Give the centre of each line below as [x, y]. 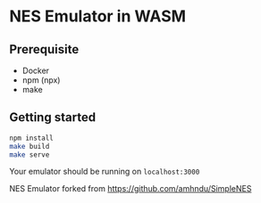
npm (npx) [41, 80]
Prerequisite [44, 49]
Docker [36, 70]
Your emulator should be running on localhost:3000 [105, 172]
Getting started [53, 118]
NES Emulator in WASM [97, 16]
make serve [29, 154]
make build [29, 146]
